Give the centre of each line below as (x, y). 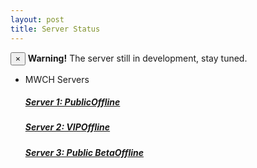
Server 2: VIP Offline (67, 127)
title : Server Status (55, 29)
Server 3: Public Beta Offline (84, 152)
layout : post (37, 19)
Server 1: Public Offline (72, 102)
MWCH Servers (57, 79)
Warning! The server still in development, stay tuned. (137, 58)
